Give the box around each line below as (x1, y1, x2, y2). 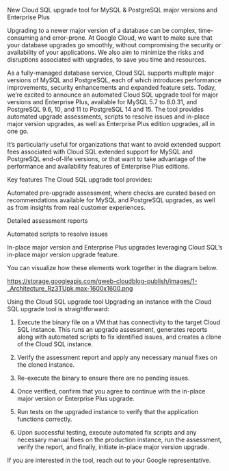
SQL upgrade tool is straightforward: (7, 305, 110, 313)
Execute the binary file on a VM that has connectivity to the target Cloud (16, 318, 221, 326)
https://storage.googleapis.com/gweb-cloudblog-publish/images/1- (7, 277, 198, 285)
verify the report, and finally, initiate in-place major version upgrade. (16, 443, 210, 451)
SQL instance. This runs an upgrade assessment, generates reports (16, 326, 208, 333)
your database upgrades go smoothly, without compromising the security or (7, 41, 221, 49)
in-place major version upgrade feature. (7, 250, 120, 258)
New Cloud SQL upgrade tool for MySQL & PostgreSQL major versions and (7, 6, 217, 14)
